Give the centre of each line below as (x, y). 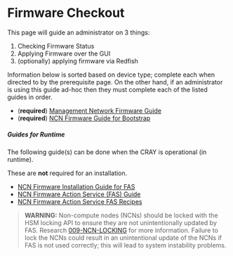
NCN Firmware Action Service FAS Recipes (80, 201)
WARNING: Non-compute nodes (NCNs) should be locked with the (121, 215)
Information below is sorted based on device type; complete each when (111, 75)
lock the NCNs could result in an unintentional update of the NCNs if (123, 238)
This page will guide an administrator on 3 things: (79, 32)
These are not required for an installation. (67, 173)
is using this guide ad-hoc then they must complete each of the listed (108, 89)
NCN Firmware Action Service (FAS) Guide (79, 194)
